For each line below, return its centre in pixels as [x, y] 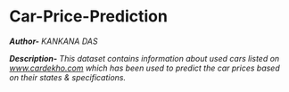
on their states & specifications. [68, 77]
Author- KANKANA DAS [54, 41]
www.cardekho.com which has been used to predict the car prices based [145, 68]
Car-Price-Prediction [88, 17]
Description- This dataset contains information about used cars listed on [144, 58]
